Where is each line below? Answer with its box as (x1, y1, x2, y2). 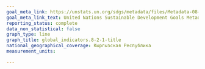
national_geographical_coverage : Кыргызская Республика (6, 43, 151, 49)
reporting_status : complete (6, 20, 78, 26)
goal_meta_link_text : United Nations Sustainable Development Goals (6, 15, 184, 21)
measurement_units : (6, 48, 56, 54)
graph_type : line (6, 31, 51, 38)
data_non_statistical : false (6, 25, 81, 32)
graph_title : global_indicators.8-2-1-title (6, 37, 121, 43)
